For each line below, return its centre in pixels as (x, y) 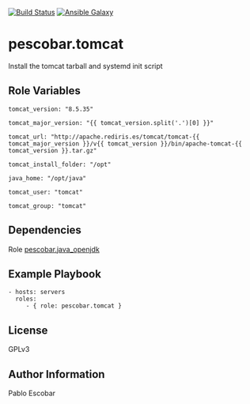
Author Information (57, 374)
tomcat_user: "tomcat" (45, 192)
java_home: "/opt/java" (47, 178)
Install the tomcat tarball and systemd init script (86, 66)
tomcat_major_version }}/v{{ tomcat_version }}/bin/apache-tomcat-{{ (125, 143)
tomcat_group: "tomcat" (47, 206)
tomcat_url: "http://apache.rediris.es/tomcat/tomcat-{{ (104, 137)
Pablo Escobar (32, 393)
